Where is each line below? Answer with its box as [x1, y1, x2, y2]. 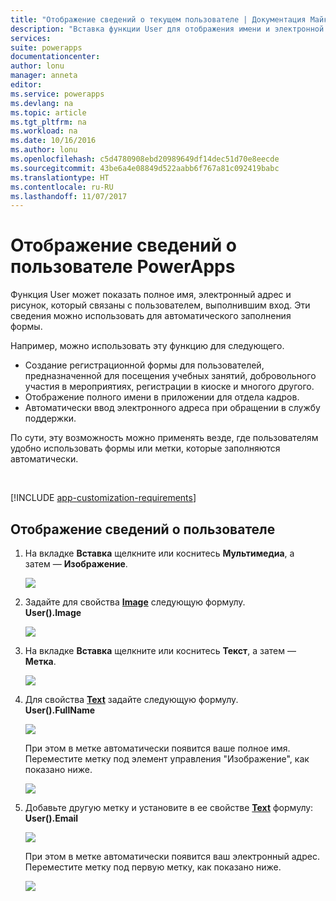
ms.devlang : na [10, 98, 74, 108]
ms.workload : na [10, 126, 78, 136]
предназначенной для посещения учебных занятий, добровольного [24, 370, 317, 382]
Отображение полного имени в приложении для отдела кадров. [24, 391, 300, 403]
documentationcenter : [10, 52, 101, 62]
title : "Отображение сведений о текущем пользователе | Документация [10, 14, 307, 25]
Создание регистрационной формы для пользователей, [24, 359, 265, 371]
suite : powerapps [10, 42, 83, 53]
